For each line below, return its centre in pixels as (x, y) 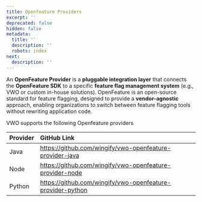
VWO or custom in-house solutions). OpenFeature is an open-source (91, 92)
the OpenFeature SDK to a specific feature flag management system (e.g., (100, 85)
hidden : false (24, 29)
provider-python (64, 190)
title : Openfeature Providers (44, 12)
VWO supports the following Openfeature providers (70, 123)
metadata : (19, 34)
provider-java (60, 155)
